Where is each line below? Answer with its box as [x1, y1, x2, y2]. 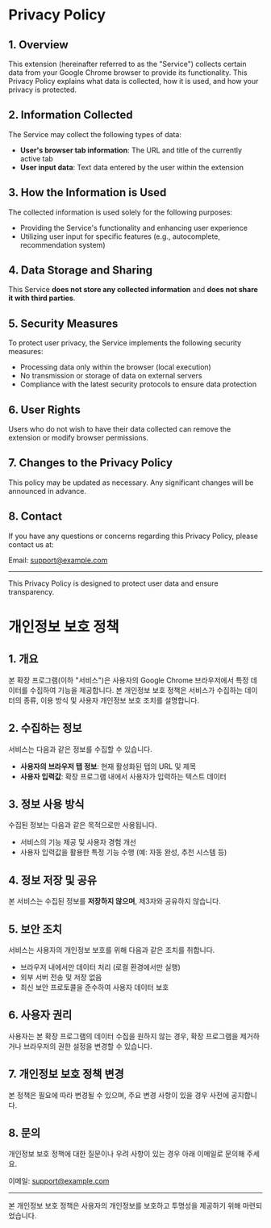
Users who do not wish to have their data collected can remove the [8, 424, 231, 434]
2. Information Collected [8, 108, 133, 122]
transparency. [8, 587, 55, 596]
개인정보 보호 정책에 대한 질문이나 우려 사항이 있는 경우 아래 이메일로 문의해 [8, 1149, 245, 1159]
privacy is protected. [8, 85, 77, 94]
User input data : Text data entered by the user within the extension [19, 162, 244, 172]
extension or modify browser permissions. [8, 433, 149, 443]
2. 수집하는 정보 [8, 721, 82, 735]
